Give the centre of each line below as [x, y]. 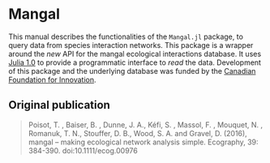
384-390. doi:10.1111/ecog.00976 [83, 150]
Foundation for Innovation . [52, 79]
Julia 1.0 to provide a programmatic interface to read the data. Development [135, 62]
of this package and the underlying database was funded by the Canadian [132, 71]
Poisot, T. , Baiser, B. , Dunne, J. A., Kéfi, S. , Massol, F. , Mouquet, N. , [146, 124]
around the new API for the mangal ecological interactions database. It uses [135, 54]
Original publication [60, 105]
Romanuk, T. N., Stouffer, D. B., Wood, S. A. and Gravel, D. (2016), [137, 133]
